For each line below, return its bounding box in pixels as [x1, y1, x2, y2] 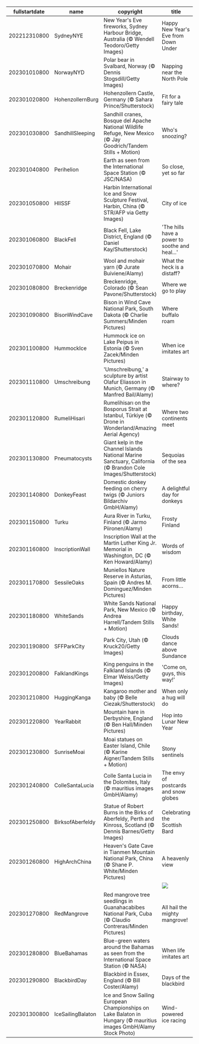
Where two [162, 409, 189, 416]
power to [162, 236, 184, 243]
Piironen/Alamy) [103, 524, 143, 531]
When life [162, 947, 185, 954]
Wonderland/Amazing [103, 424, 157, 431]
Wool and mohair [103, 257, 145, 264]
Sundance [162, 652, 187, 659]
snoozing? [162, 133, 187, 139]
